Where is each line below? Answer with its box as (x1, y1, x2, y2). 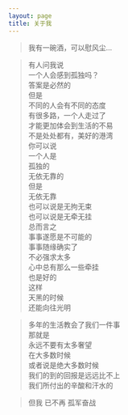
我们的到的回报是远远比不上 (27, 370, 121, 380)
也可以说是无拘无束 (27, 201, 93, 211)
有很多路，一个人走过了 (27, 110, 106, 120)
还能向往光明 (27, 303, 71, 312)
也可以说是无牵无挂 (27, 211, 93, 221)
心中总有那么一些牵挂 (27, 262, 99, 272)
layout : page (8, 11, 52, 20)
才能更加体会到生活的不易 (27, 121, 114, 130)
